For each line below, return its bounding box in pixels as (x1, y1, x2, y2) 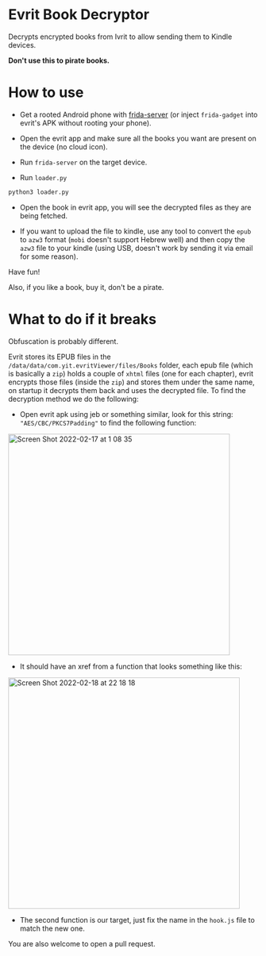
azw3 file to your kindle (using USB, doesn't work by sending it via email (19, 243, 253, 252)
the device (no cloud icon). (19, 141, 109, 152)
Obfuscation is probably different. (8, 336, 119, 346)
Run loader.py (19, 172, 67, 182)
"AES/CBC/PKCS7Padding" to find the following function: (19, 418, 197, 427)
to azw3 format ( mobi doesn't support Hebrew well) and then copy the (19, 234, 245, 244)
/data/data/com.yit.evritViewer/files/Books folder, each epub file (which (8, 360, 253, 370)
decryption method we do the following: (8, 394, 139, 403)
